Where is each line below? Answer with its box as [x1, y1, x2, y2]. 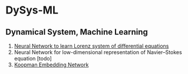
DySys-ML [5, 4, 58, 17]
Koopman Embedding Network [14, 61, 89, 68]
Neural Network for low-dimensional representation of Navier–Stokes [14, 49, 182, 56]
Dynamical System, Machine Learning [5, 27, 149, 37]
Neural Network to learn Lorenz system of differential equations [14, 42, 169, 49]
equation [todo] [14, 55, 52, 62]
